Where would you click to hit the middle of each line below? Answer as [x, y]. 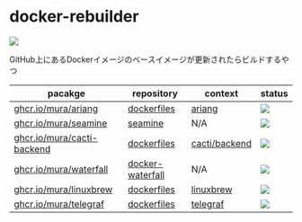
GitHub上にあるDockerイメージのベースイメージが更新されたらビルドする [145, 59]
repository [155, 93]
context [222, 93]
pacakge [66, 93]
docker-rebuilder [74, 17]
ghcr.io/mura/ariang [56, 108]
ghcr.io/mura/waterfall [61, 169]
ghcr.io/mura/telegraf [59, 204]
